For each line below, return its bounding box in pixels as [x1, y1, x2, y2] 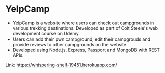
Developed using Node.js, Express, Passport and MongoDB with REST [12, 47, 160, 53]
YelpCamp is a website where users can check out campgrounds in [12, 20, 154, 26]
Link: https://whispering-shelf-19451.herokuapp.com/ [5, 62, 117, 68]
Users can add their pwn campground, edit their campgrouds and [12, 36, 151, 42]
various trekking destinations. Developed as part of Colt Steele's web [12, 25, 158, 31]
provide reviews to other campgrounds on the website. [12, 41, 128, 47]
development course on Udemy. [12, 30, 80, 36]
